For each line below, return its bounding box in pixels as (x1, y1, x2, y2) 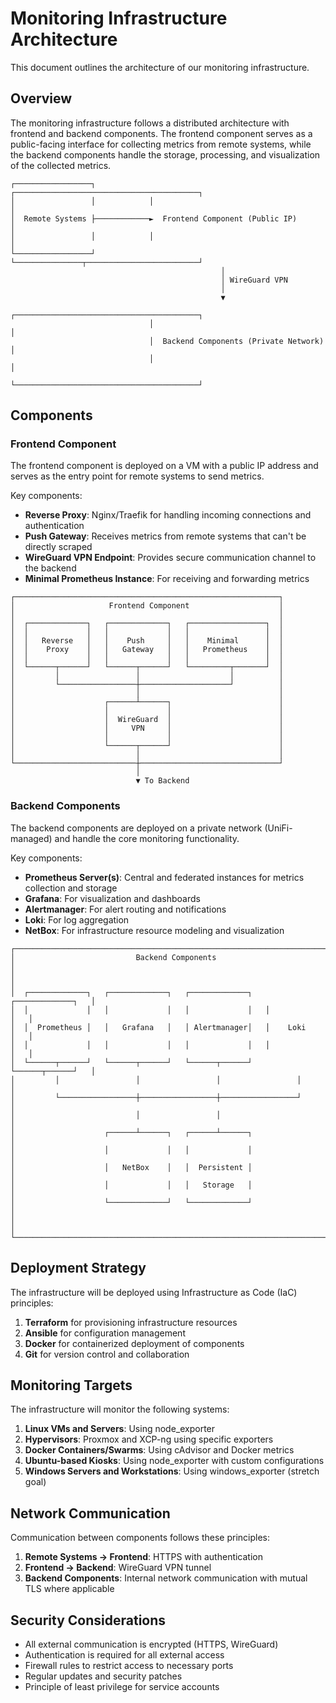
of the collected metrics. (10, 159, 112, 171)
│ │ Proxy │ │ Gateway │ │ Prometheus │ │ (10, 645, 284, 655)
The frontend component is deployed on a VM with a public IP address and (10, 460, 319, 472)
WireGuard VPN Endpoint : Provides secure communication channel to (24, 552, 317, 564)
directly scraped (24, 541, 93, 553)
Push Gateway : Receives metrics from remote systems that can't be (24, 530, 307, 542)
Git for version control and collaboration (24, 1348, 190, 1360)
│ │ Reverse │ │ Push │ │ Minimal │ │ (10, 636, 284, 646)
